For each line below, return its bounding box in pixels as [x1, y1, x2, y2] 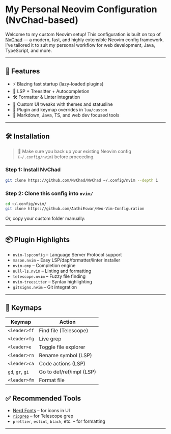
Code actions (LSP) [39, 360, 85, 367]
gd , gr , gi [8, 368, 30, 375]
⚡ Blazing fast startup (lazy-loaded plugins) [12, 80, 104, 87]
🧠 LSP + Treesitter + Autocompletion [12, 88, 90, 94]
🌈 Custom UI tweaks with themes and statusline [12, 101, 113, 107]
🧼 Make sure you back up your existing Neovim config [17, 148, 131, 154]
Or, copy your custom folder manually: [5, 215, 85, 221]
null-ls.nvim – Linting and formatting [12, 268, 92, 274]
